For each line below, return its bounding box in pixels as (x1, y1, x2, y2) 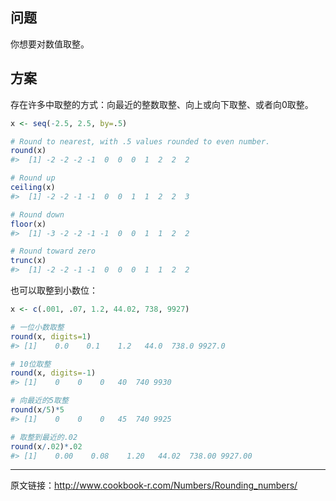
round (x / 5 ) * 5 (10, 405, 65, 415)
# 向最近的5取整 (10, 396, 69, 406)
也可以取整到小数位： (10, 284, 98, 296)
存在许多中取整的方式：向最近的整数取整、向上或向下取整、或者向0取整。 (10, 98, 314, 110)
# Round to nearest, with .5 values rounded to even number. (10, 136, 271, 147)
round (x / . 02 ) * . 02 (10, 441, 83, 452)
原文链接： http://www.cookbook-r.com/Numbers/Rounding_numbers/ (10, 479, 298, 492)
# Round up (10, 173, 56, 183)
